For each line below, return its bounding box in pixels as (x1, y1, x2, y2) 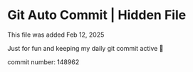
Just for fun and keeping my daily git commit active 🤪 (7, 44, 164, 52)
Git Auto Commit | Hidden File (7, 7, 187, 23)
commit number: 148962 (7, 57, 80, 66)
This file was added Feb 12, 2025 (7, 30, 105, 39)
